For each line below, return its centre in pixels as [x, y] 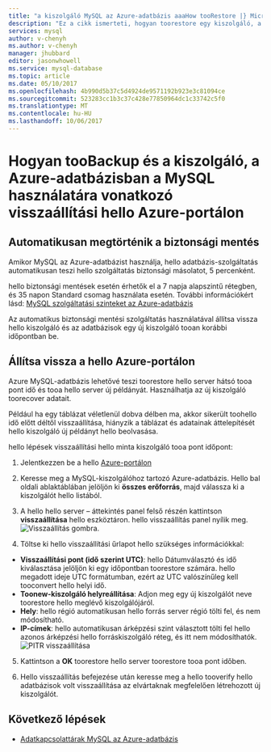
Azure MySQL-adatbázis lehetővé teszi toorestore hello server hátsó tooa [130, 381]
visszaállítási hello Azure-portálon [126, 213]
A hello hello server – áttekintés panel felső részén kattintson [121, 511]
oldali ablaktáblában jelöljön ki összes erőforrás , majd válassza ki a [132, 487]
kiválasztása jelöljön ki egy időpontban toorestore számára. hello [127, 568]
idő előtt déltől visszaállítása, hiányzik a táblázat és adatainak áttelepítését [132, 422]
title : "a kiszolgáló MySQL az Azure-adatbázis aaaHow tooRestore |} [128, 16]
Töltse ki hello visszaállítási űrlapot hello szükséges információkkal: [132, 543]
